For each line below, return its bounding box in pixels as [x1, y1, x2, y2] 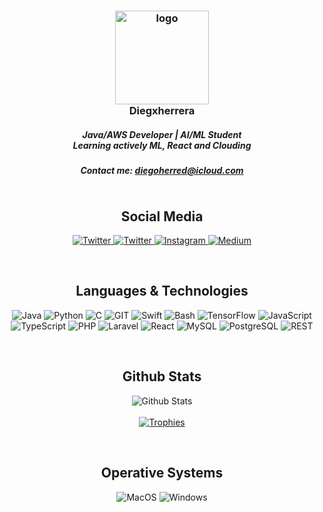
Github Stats [122, 368, 202, 385]
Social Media [120, 208, 204, 225]
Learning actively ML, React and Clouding [72, 139, 252, 151]
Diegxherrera [128, 103, 196, 117]
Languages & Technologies [75, 283, 249, 300]
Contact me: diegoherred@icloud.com [80, 164, 244, 176]
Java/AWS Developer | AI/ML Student [82, 128, 242, 140]
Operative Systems [100, 465, 224, 482]
